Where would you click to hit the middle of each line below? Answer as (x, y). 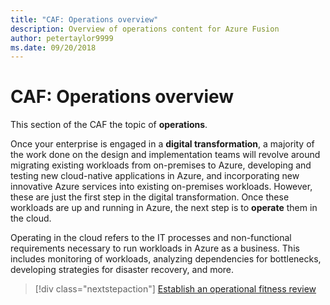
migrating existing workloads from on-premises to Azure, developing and (161, 165)
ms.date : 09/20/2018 (53, 47)
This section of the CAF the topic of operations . (109, 125)
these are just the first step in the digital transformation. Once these (150, 197)
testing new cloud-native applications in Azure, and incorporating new (155, 176)
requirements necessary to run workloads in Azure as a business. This (155, 248)
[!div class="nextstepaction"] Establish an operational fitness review (175, 289)
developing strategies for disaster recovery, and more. (122, 270)
